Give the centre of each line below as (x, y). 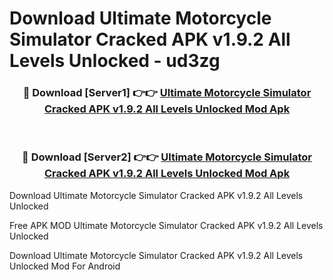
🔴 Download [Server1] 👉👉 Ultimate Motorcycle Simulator (167, 93)
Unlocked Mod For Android (65, 266)
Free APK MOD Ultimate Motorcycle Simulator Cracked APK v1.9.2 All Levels (166, 225)
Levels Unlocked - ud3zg (115, 61)
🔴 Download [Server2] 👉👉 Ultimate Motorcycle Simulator (167, 157)
